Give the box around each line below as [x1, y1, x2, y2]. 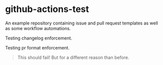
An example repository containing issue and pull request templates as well [5, 20, 158, 26]
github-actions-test [5, 3, 89, 15]
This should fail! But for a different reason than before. [17, 54, 129, 60]
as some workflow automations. [5, 25, 71, 31]
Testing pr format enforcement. [5, 44, 70, 50]
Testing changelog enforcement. [5, 35, 72, 41]
